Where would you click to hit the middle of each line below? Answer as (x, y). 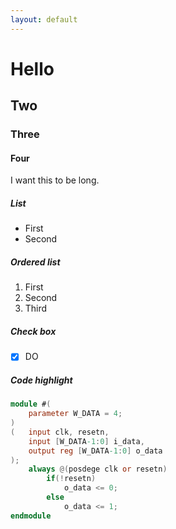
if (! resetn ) (71, 479)
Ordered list (35, 262)
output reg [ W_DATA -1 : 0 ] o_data (95, 451)
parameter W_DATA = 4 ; (75, 414)
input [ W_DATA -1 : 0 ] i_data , (86, 441)
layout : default (44, 19)
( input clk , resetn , (60, 432)
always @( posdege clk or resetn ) (98, 469)
